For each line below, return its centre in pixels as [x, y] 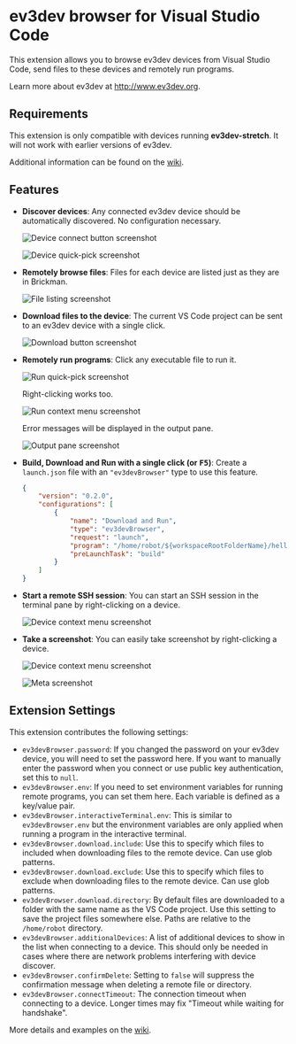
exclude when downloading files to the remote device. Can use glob [145, 881]
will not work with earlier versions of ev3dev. [91, 144]
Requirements [49, 114]
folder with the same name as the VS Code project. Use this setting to [149, 909]
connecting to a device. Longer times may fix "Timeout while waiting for [153, 1003]
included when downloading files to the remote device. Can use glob [147, 853]
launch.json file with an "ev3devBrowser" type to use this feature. [140, 472]
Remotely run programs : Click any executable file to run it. [129, 360]
